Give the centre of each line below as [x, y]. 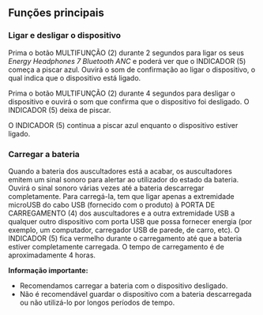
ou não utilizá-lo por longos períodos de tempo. [97, 302]
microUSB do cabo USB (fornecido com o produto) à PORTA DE [112, 204]
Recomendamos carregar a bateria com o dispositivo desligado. [124, 285]
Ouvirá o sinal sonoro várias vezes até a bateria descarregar [106, 188]
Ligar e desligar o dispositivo [64, 36]
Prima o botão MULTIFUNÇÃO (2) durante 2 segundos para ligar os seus [126, 52]
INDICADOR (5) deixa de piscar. [60, 110]
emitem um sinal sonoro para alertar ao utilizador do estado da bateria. [124, 179]
